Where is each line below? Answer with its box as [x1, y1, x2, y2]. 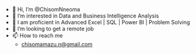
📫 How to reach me [12, 32, 63, 39]
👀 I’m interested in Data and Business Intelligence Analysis [12, 12, 159, 19]
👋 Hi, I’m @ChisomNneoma [12, 6, 81, 13]
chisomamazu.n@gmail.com [21, 41, 93, 48]
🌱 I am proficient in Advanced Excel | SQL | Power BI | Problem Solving [12, 19, 191, 25]
